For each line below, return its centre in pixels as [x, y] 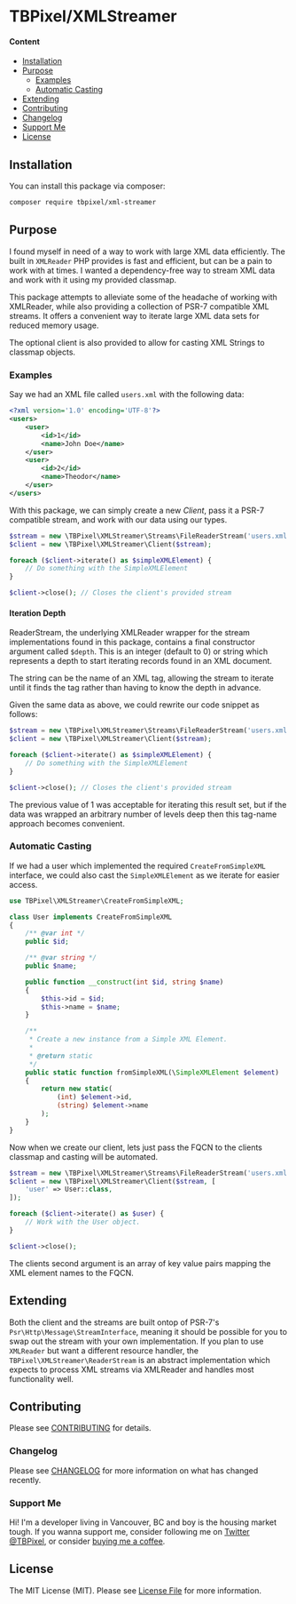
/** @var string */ [61, 958]
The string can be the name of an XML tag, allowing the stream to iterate [142, 678]
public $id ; [47, 942]
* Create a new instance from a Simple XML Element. [128, 1040]
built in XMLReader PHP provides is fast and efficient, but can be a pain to [141, 260]
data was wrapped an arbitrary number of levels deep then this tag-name [143, 814]
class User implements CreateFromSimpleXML [91, 917]
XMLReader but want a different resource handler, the [104, 1350]
